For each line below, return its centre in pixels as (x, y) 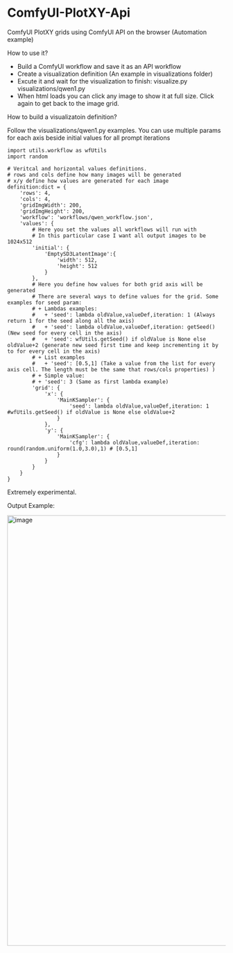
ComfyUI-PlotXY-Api (69, 13)
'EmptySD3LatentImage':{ (80, 254)
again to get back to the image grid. (68, 103)
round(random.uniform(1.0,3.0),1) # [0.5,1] (72, 449)
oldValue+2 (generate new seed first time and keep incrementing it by (113, 345)
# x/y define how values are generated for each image (88, 181)
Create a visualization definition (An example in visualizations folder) (115, 74)
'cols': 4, (35, 199)
